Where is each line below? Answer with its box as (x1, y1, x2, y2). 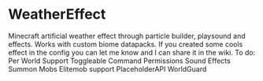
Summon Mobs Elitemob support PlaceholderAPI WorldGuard (8, 64, 207, 73)
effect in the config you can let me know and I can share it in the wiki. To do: (8, 48, 256, 57)
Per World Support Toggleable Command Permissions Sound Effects (8, 56, 231, 65)
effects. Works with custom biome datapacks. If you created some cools (8, 39, 243, 48)
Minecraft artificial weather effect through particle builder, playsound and (8, 31, 246, 40)
